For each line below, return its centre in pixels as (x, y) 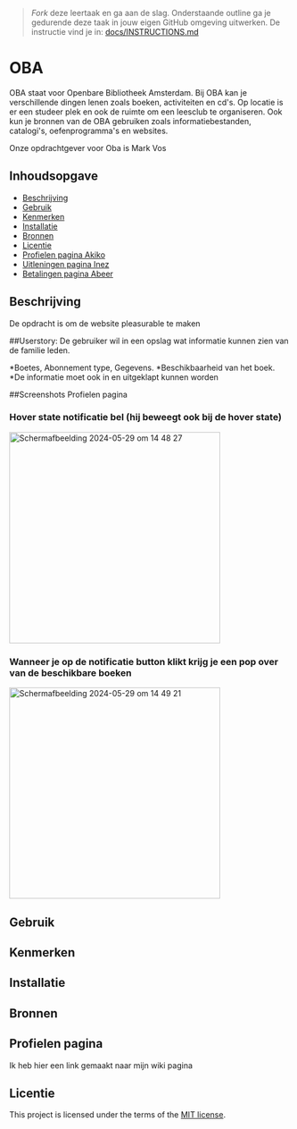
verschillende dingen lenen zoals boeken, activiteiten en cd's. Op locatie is (146, 102)
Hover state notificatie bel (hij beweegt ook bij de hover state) (146, 417)
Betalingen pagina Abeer (68, 274)
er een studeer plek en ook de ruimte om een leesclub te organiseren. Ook (146, 112)
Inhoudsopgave (54, 177)
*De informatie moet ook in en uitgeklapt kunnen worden (114, 377)
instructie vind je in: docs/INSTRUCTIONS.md (115, 32)
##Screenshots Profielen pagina (68, 394)
